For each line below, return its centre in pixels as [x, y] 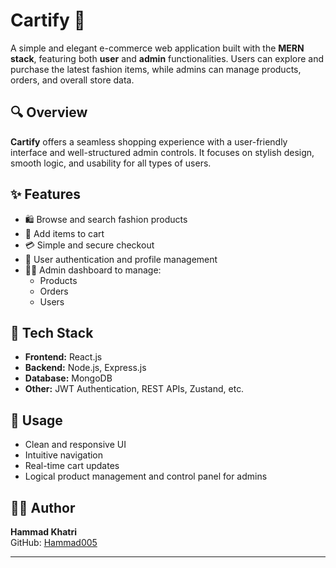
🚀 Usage [36, 420]
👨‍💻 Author [43, 507]
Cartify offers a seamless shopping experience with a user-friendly [149, 141]
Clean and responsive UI [75, 445]
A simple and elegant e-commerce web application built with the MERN [157, 48]
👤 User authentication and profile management [121, 259]
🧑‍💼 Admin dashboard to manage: [93, 270]
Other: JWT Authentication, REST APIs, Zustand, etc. [134, 389]
